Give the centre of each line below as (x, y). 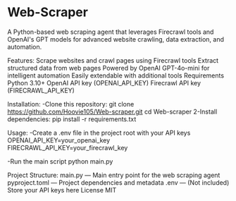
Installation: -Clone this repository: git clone (71, 104)
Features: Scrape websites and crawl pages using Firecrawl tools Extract (113, 60)
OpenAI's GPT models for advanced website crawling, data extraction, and (116, 39)
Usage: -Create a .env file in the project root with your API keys (99, 133)
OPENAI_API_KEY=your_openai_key (59, 140)
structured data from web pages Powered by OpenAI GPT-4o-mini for (108, 68)
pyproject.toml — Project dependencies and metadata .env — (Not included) (118, 182)
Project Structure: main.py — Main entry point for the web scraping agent (114, 175)
